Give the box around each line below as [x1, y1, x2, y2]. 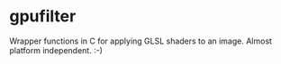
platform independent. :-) [9, 44, 104, 55]
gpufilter [9, 6, 77, 27]
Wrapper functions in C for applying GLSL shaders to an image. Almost [9, 36, 273, 46]
